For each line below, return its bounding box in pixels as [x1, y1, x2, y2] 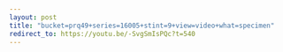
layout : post [9, 12, 57, 22]
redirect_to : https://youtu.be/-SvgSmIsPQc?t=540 [9, 29, 196, 38]
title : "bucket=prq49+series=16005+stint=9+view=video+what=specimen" [9, 21, 275, 30]
